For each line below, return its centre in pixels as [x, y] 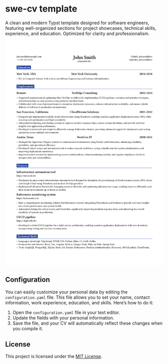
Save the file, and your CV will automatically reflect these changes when [88, 323]
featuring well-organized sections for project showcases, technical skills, [81, 28]
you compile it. [28, 328]
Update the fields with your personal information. [63, 318]
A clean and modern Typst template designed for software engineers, [77, 23]
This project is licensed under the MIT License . [54, 356]
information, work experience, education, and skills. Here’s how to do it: [79, 302]
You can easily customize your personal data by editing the [66, 292]
